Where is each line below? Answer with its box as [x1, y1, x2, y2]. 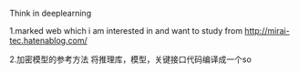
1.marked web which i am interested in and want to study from [9, 26, 243, 36]
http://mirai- [244, 26, 290, 36]
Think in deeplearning [9, 8, 92, 18]
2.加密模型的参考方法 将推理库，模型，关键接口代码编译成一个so [9, 54, 253, 65]
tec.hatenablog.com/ [9, 36, 88, 46]
